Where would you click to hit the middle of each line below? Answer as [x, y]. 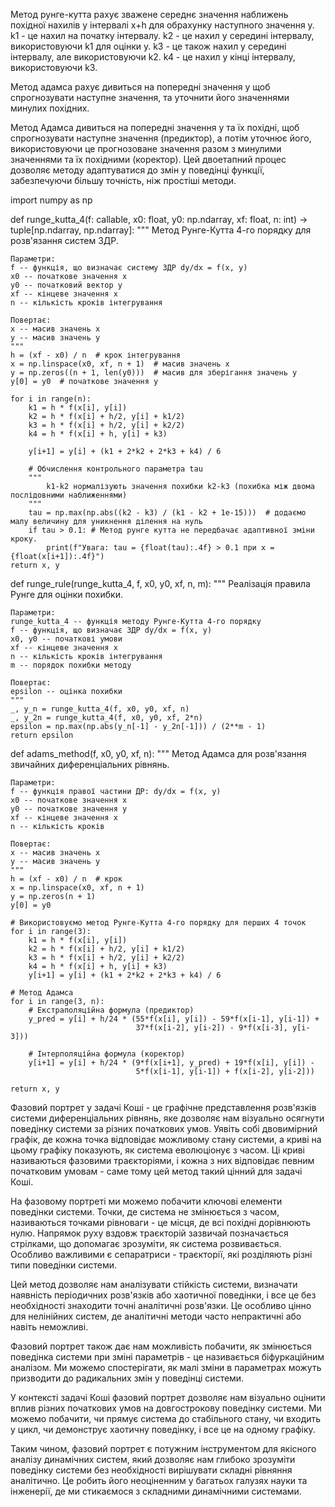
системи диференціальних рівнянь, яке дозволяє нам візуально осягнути [167, 1118]
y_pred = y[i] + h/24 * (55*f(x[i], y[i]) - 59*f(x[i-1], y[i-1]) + [174, 1019]
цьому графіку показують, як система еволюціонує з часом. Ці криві [157, 1150]
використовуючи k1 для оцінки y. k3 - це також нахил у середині [148, 46]
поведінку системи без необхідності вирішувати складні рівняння [151, 1470]
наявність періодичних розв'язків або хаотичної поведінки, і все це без [163, 1295]
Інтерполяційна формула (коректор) [111, 1054]
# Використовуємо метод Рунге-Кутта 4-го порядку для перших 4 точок [158, 923]
